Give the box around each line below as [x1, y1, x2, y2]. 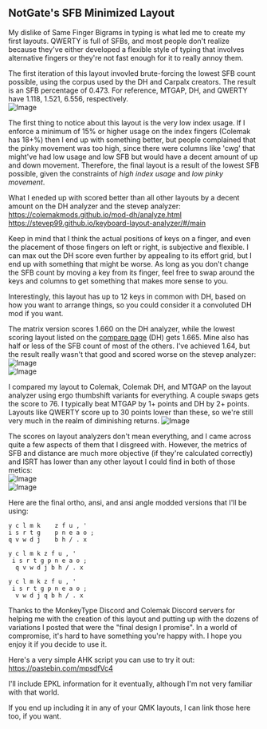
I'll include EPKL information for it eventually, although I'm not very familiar [8, 679, 253, 688]
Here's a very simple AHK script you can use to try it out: [8, 655, 195, 664]
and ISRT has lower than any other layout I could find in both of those [8, 457, 236, 466]
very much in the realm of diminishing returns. [8, 415, 160, 426]
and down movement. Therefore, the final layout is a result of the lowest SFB [8, 160, 260, 170]
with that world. [8, 687, 60, 697]
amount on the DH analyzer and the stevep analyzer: [8, 201, 181, 211]
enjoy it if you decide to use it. [8, 639, 108, 649]
